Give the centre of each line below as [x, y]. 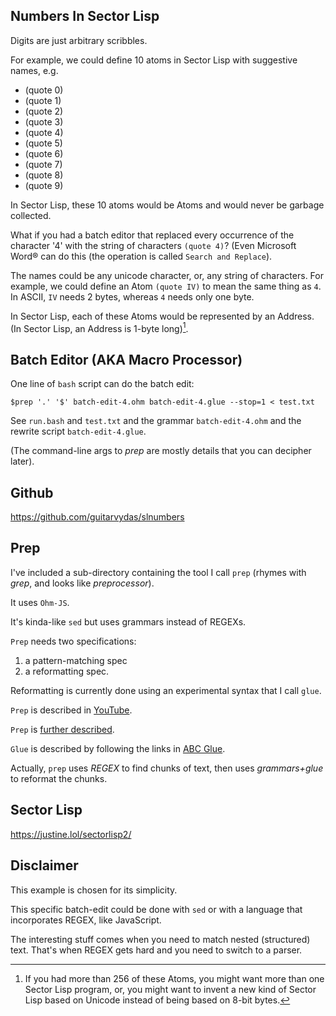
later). [22, 461]
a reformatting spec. [67, 671]
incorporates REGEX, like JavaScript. [86, 920]
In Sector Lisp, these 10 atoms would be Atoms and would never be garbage [167, 205]
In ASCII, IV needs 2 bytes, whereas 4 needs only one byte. [132, 296]
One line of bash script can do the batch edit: [102, 384]
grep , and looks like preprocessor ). [82, 583]
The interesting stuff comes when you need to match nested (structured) [160, 939]
